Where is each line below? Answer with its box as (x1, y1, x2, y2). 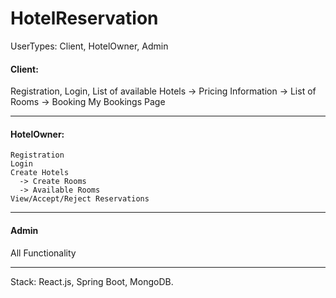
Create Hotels (10, 168, 70, 178)
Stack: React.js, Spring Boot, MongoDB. (10, 275, 174, 287)
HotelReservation (10, 7, 159, 30)
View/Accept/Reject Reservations (10, 194, 150, 204)
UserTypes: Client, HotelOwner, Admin (10, 40, 169, 52)
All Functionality (10, 247, 77, 259)
